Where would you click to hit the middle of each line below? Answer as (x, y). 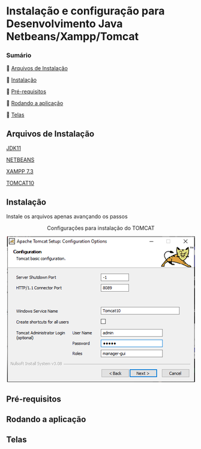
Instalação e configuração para (85, 11)
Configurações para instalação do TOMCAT (101, 228)
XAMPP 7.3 (20, 172)
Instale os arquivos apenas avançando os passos (67, 217)
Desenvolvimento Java (64, 24)
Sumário (19, 55)
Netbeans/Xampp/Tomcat (73, 37)
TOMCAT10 (20, 183)
